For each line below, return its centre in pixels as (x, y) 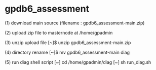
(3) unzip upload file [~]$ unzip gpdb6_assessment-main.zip (68, 42)
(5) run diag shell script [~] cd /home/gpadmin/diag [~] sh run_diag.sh (78, 62)
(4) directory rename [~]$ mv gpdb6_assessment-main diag (67, 52)
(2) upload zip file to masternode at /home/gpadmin (59, 32)
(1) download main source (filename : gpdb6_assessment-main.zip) (75, 23)
